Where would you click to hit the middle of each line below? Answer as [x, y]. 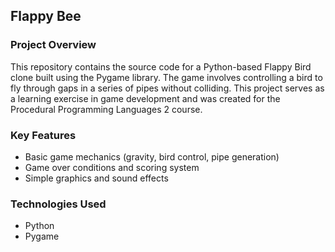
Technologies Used [58, 204]
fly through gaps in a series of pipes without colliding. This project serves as [167, 88]
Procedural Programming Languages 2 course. [106, 109]
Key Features [43, 135]
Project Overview [53, 45]
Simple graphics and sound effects [96, 178]
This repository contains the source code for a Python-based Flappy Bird [161, 66]
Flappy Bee [46, 16]
